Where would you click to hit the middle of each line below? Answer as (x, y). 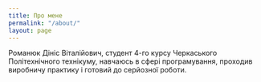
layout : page (30, 30)
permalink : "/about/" (45, 23)
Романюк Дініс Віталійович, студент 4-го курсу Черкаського (113, 53)
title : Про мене (35, 16)
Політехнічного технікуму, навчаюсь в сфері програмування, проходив (130, 61)
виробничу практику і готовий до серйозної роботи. (98, 70)
